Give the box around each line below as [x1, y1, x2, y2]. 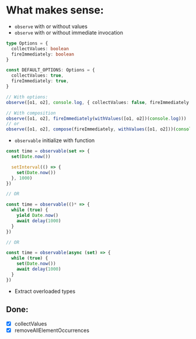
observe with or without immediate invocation [14, 29, 124, 36]
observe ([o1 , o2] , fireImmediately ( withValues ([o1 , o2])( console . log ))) [6, 115, 187, 122]
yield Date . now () [16, 213, 59, 219]
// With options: [6, 94, 48, 100]
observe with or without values [14, 23, 87, 30]
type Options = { [6, 40, 48, 46]
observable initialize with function [14, 137, 95, 144]
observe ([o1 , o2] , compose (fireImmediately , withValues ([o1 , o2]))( [6, 126, 176, 132]
